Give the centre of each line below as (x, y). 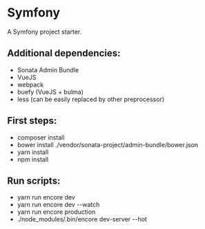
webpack (30, 85)
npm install (33, 159)
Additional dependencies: (64, 53)
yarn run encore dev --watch (58, 205)
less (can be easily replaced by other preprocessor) (91, 99)
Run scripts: (34, 181)
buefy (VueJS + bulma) (50, 91)
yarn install (33, 152)
